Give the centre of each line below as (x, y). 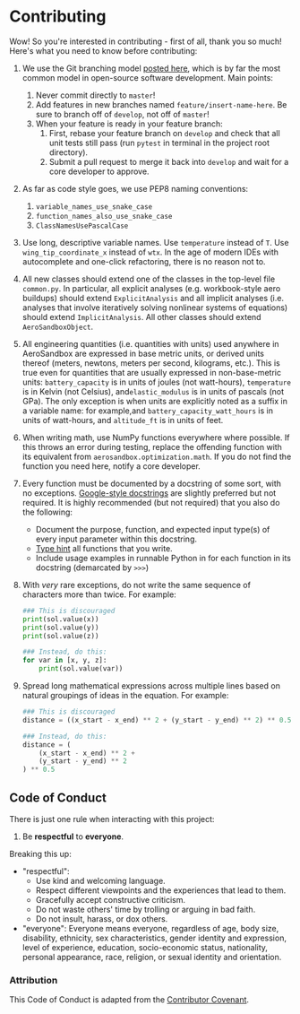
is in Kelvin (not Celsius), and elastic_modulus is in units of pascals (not (153, 391)
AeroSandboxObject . (58, 326)
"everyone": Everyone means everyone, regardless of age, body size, (150, 928)
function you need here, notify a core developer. (111, 466)
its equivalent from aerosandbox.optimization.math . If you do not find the (157, 456)
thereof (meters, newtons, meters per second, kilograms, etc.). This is (151, 363)
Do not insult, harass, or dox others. (102, 919)
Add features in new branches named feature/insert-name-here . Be (161, 104)
